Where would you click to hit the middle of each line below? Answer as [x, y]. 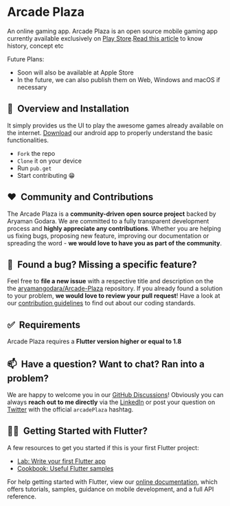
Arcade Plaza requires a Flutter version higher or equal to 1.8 [94, 341]
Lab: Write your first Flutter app [61, 461]
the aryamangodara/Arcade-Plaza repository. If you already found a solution [115, 289]
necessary [32, 87]
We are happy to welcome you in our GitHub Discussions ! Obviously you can [116, 395]
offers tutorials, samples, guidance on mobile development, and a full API [111, 489]
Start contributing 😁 [46, 175]
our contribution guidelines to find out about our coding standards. [101, 303]
